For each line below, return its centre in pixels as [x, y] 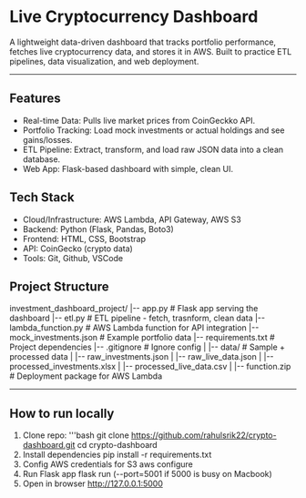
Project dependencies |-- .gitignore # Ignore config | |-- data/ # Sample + [147, 347]
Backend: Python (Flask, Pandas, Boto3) [98, 229]
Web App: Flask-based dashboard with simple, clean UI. [128, 168]
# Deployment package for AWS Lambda [86, 376]
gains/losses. [47, 139]
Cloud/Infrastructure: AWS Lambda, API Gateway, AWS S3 [132, 219]
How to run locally [62, 413]
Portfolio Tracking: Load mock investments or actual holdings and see [153, 130]
